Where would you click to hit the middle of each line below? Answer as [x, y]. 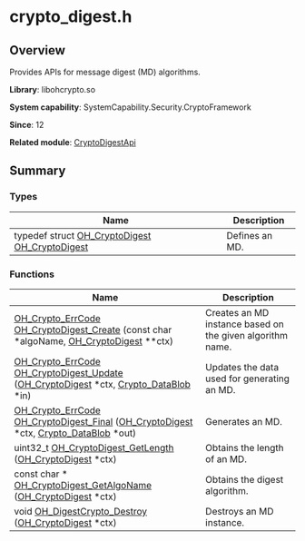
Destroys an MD [240, 511]
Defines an [250, 235]
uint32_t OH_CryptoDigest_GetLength [94, 448]
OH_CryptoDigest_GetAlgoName [83, 485]
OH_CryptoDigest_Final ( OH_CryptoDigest [103, 421]
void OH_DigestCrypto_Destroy [81, 511]
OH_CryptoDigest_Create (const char [93, 330]
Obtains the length [245, 448]
